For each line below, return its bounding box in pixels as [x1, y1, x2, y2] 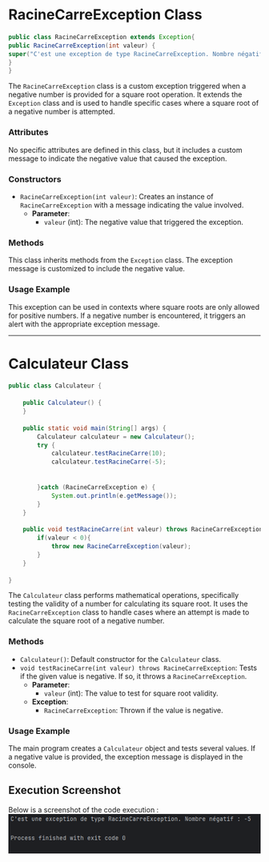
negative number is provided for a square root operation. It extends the [8, 90, 243, 99]
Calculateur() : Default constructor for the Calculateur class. [19, 654, 222, 664]
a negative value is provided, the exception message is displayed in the [8, 752, 243, 762]
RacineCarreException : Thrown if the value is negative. [43, 705, 223, 715]
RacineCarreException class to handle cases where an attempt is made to [8, 607, 250, 617]
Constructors [8, 174, 62, 185]
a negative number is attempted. [8, 106, 115, 117]
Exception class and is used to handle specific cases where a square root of [8, 98, 259, 108]
